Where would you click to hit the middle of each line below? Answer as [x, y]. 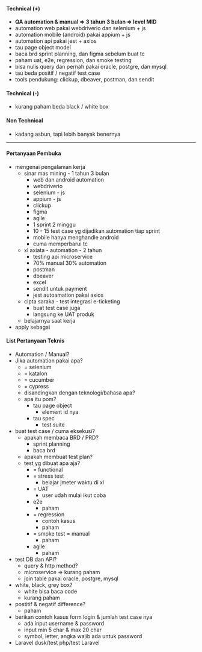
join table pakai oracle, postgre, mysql [71, 578]
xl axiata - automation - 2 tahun [63, 250]
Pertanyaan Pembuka [34, 153]
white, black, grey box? [44, 585]
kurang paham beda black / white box [62, 107]
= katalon [35, 373]
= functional [48, 470]
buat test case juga [57, 308]
